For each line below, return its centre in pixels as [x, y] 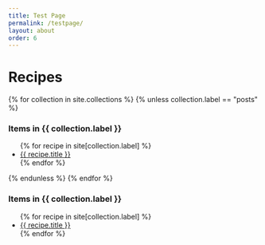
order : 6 [23, 38]
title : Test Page [37, 16]
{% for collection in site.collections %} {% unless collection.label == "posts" [133, 100]
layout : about [32, 30]
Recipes [35, 77]
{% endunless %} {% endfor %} [60, 178]
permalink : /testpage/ [46, 23]
